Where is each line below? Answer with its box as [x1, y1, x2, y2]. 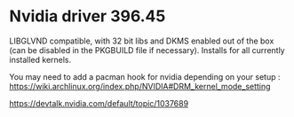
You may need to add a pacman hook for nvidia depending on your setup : [9, 71, 281, 82]
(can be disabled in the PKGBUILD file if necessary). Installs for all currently [9, 44, 286, 55]
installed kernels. [9, 54, 72, 65]
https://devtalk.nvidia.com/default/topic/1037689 [9, 97, 189, 108]
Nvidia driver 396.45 [9, 6, 166, 27]
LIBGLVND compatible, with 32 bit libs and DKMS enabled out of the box [9, 35, 274, 46]
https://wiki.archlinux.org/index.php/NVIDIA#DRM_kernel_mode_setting [9, 81, 271, 91]
